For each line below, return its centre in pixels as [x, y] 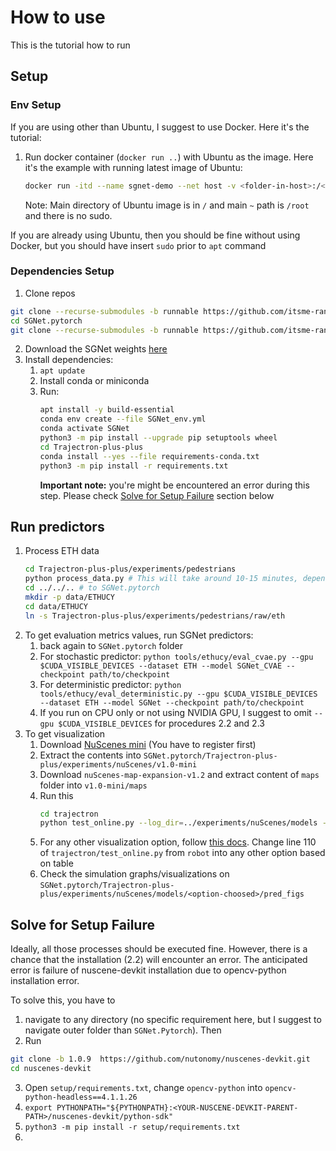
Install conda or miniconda [94, 381]
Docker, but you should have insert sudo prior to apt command [138, 245]
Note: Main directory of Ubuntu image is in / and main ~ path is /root [167, 205]
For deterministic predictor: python [110, 684]
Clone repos [50, 293]
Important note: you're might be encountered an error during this [174, 485]
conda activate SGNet [84, 429]
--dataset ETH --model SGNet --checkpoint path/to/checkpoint [172, 702]
